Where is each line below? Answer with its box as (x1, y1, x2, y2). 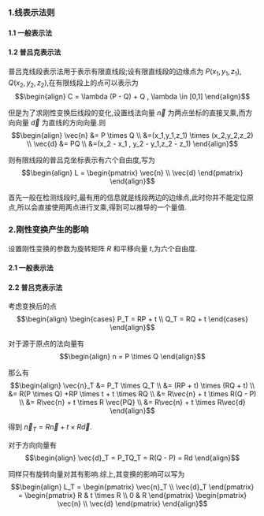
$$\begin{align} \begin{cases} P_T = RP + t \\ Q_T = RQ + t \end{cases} (17, 314, 248, 324)
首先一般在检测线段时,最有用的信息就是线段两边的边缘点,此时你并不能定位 (8, 193, 247, 202)
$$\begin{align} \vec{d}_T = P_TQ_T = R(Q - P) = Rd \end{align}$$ (24, 453, 240, 462)
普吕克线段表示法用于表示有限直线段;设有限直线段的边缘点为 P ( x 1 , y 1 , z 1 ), (8, 66, 242, 78)
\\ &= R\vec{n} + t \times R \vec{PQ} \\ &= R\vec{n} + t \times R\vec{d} (19, 398, 246, 407)
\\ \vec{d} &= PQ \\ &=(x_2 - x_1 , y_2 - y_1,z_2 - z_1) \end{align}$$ (26, 139, 239, 149)
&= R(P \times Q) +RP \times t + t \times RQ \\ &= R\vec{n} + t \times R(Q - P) (8, 389, 257, 399)
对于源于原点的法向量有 (8, 339, 84, 348)
